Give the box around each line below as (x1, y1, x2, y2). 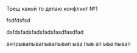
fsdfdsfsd (6, 17, 30, 23)
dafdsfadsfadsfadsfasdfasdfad (6, 28, 84, 36)
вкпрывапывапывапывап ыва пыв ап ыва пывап (6, 40, 131, 47)
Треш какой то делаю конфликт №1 (6, 5, 98, 12)
